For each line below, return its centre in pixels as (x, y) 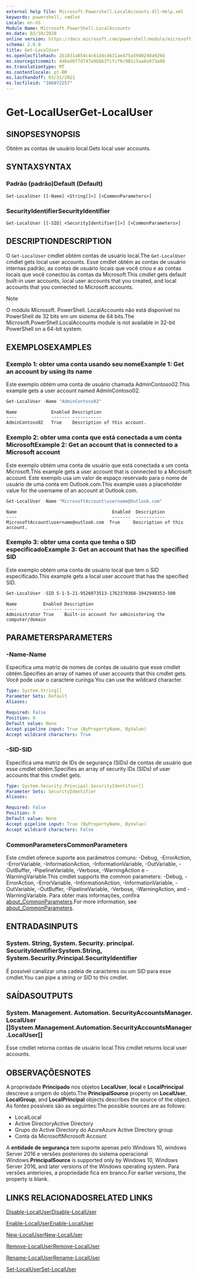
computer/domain (26, 619)
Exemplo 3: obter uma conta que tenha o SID (71, 542)
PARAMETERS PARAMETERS (59, 638)
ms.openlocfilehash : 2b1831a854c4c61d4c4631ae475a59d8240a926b (86, 56)
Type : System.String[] (34, 691)
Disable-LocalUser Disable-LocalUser (51, 1212)
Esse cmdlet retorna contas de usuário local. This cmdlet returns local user (97, 1048)
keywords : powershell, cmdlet (43, 17)
